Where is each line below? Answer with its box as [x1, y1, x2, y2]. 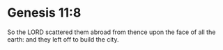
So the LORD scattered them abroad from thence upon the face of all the [7, 28, 216, 36]
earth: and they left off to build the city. [7, 35, 119, 43]
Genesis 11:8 [7, 5, 82, 21]
